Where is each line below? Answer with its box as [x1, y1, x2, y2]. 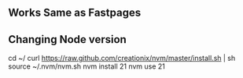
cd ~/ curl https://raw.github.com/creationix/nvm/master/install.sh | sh [8, 54, 236, 63]
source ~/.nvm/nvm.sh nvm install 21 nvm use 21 [8, 62, 165, 71]
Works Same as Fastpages [8, 6, 142, 19]
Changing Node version [8, 33, 127, 46]
